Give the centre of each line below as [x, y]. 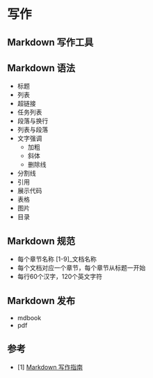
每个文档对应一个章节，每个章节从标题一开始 [81, 268]
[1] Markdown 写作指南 [50, 367]
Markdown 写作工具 [50, 42]
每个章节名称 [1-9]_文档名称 [57, 259]
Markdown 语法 [41, 68]
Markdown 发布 [41, 301]
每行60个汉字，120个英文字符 [60, 277]
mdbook [29, 318]
